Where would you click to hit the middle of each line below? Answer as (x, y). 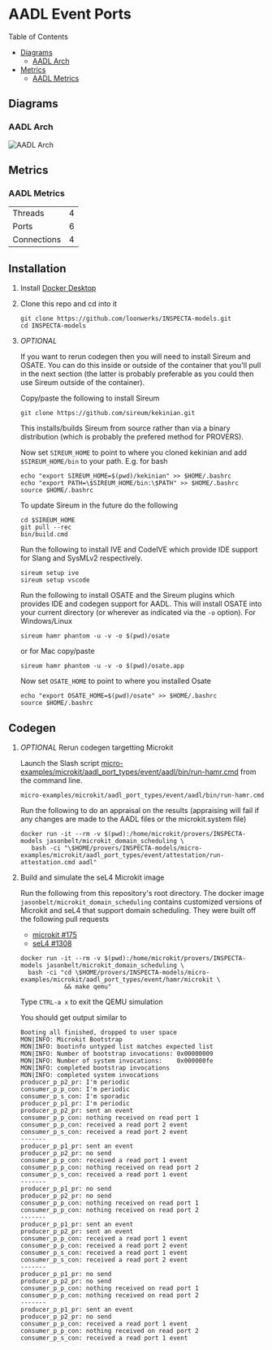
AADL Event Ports (70, 14)
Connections (37, 240)
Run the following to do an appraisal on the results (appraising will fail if (140, 810)
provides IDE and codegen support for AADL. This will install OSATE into (141, 604)
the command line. (51, 780)
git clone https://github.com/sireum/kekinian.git (108, 413)
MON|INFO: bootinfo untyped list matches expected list (117, 1046)
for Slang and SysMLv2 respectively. (81, 558)
